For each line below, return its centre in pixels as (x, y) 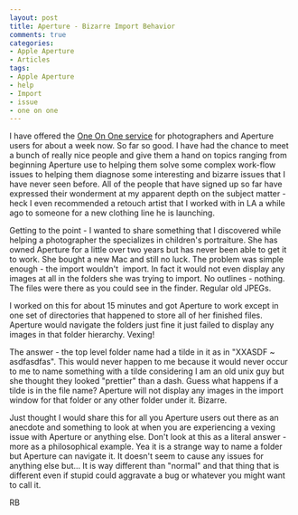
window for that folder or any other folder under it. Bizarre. (118, 400)
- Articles (30, 60)
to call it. (25, 485)
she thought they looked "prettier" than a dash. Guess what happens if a (144, 381)
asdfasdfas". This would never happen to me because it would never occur (149, 362)
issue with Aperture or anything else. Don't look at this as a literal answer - (148, 437)
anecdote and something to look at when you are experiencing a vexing (142, 427)
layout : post (34, 18)
